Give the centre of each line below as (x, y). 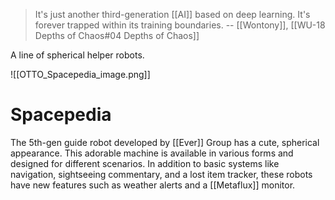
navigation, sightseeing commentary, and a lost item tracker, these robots (161, 174)
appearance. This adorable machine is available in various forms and (152, 153)
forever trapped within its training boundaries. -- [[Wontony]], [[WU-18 (180, 25)
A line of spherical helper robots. (77, 55)
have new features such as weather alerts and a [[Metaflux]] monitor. (153, 185)
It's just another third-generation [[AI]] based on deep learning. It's (172, 14)
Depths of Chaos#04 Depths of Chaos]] (117, 35)
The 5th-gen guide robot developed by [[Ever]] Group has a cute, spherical (165, 142)
